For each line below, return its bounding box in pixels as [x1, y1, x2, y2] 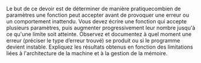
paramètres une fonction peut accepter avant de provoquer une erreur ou [6, 11, 190, 19]
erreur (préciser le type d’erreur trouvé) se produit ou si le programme [6, 37, 180, 44]
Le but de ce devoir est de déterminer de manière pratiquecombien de [6, 5, 181, 12]
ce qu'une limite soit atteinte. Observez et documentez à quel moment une [6, 31, 192, 38]
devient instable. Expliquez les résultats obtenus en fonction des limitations [6, 43, 193, 50]
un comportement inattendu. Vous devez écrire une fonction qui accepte [6, 18, 187, 25]
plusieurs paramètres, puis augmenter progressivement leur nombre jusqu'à [6, 24, 196, 31]
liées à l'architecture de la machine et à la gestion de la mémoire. [6, 50, 168, 56]
